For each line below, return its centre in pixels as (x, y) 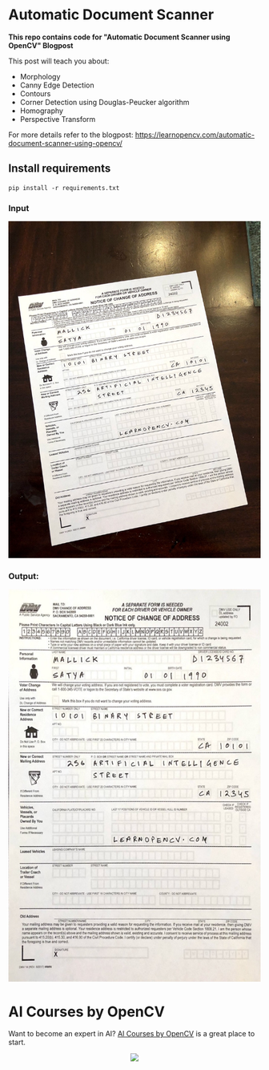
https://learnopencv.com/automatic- (195, 135)
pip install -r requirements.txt (64, 188)
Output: (24, 576)
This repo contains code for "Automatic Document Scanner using (119, 37)
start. (17, 1042)
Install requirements (60, 169)
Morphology (40, 76)
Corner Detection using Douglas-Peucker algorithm (104, 102)
